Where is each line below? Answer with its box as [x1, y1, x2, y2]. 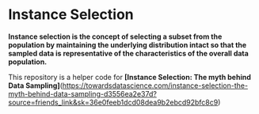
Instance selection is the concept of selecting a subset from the [8, 32, 223, 41]
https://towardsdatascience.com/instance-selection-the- [62, 81, 248, 90]
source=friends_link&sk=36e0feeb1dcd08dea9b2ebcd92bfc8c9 [8, 97, 219, 107]
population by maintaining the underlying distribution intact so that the [8, 40, 247, 49]
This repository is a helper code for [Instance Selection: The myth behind [8, 72, 251, 82]
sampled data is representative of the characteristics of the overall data [8, 48, 249, 58]
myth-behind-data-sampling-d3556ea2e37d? [8, 89, 157, 98]
